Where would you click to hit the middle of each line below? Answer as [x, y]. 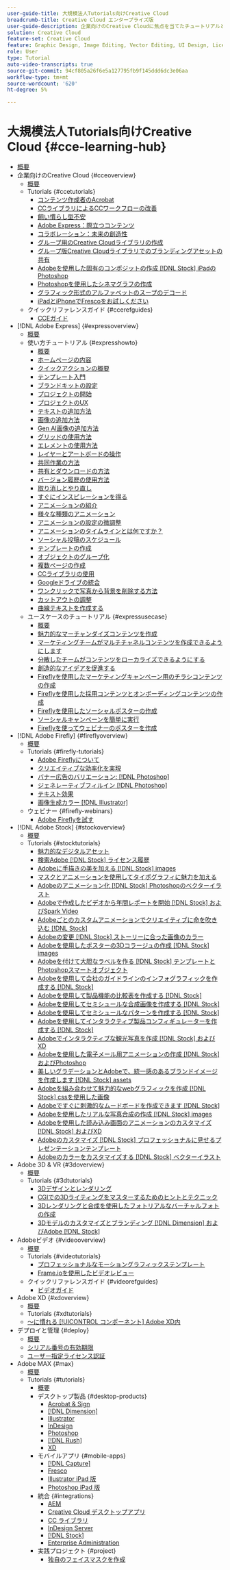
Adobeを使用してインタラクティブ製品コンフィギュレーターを [124, 1021]
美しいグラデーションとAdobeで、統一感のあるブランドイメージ [127, 1071]
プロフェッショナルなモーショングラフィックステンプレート [121, 1264]
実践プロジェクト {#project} [77, 1551]
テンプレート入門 [61, 377]
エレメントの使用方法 [67, 445]
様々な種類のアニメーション [76, 514]
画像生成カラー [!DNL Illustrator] [83, 803]
